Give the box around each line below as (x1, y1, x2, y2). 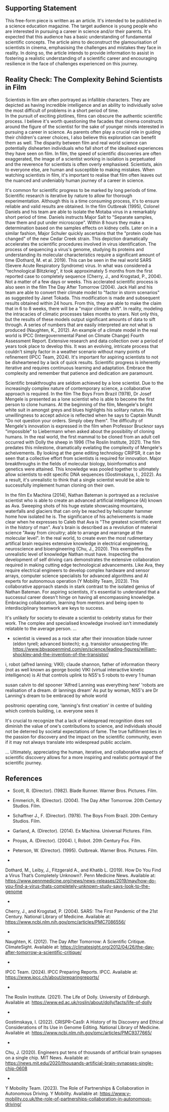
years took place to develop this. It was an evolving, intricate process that (5, 343, 158, 349)
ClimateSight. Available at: (5, 944, 60, 950)
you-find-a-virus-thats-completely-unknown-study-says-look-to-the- (5, 883, 150, 889)
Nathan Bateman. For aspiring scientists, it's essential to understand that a (5, 588, 160, 594)
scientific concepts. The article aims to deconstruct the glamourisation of (5, 39, 158, 45)
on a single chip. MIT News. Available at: (5, 1055, 89, 1061)
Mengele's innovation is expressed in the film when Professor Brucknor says (5, 423, 164, 429)
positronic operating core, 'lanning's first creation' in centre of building (5, 702, 152, 708)
